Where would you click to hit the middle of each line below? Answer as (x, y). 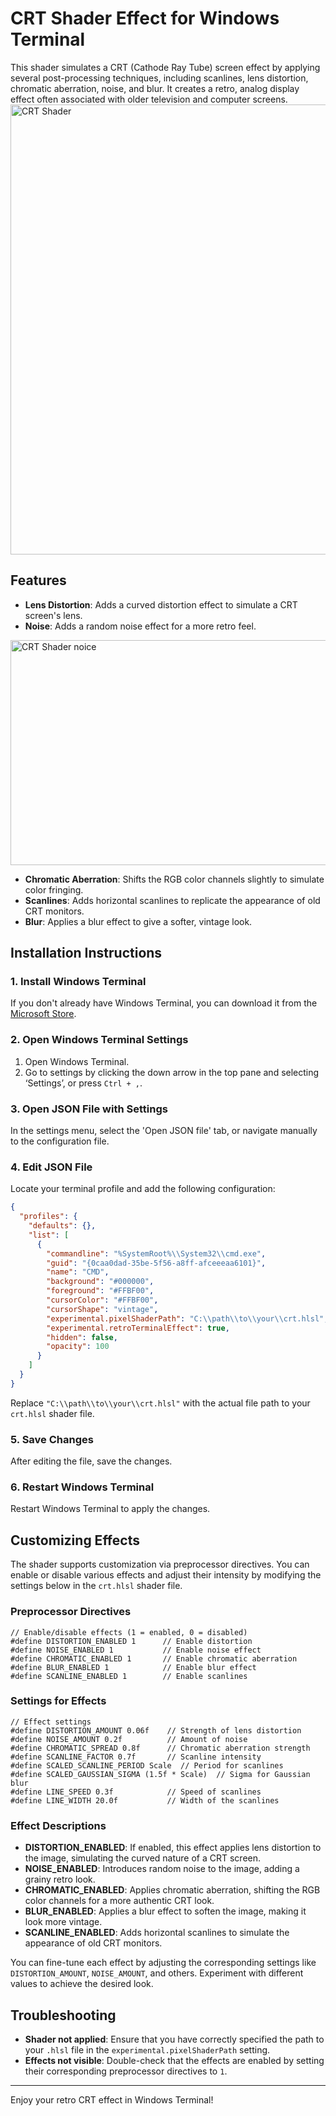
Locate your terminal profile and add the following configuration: (143, 1189)
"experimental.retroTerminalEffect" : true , (138, 1328)
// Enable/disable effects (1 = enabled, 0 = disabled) (129, 1632)
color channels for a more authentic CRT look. (119, 1901)
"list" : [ (49, 1235)
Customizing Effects (75, 1540)
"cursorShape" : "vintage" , (102, 1309)
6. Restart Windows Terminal (82, 1487)
